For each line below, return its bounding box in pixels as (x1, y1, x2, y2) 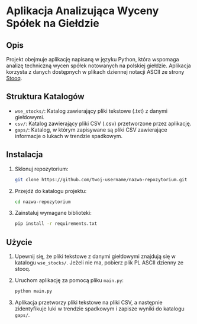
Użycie (6, 237, 33, 247)
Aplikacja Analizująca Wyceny (6, 4, 159, 18)
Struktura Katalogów (6, 91, 85, 102)
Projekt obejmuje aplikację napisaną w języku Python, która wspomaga (6, 56, 179, 63)
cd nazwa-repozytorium (14, 199, 71, 205)
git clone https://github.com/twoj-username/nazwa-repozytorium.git (14, 176, 188, 182)
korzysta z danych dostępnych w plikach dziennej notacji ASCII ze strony (6, 68, 185, 75)
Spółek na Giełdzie (6, 17, 99, 30)
